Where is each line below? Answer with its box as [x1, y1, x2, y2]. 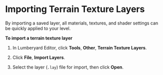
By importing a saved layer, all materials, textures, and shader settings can [5, 20, 158, 26]
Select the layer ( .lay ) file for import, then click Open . [12, 64, 124, 70]
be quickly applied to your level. [5, 25, 71, 31]
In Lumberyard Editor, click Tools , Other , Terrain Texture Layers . [12, 44, 147, 50]
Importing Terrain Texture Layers [5, 3, 145, 15]
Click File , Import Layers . [12, 54, 65, 60]
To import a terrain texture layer [5, 35, 72, 41]
